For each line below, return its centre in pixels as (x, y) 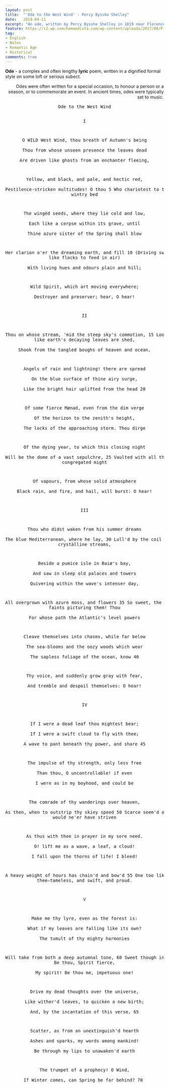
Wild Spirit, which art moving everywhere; (84, 287)
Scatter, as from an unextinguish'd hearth (84, 1031)
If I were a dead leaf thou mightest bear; (84, 724)
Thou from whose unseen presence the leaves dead (84, 150)
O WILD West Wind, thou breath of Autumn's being (84, 140)
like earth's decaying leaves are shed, (84, 340)
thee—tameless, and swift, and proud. (84, 881)
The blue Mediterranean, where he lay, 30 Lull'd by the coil (83, 539)
